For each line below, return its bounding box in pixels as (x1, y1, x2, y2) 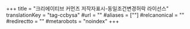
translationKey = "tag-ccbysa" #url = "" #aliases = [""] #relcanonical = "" (6, 12, 185, 19)
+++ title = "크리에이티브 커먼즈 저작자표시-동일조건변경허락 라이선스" (6, 5, 169, 12)
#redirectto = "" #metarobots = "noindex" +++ (6, 18, 120, 24)
